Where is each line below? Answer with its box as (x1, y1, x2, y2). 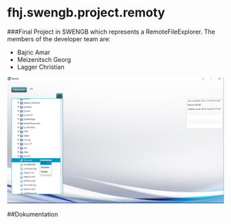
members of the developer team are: (7, 34, 111, 43)
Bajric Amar (16, 48, 50, 56)
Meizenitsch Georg (16, 55, 71, 63)
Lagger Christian (16, 63, 65, 71)
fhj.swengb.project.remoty (7, 5, 166, 21)
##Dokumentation (7, 210, 58, 218)
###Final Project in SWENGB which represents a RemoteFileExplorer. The (7, 27, 215, 36)
